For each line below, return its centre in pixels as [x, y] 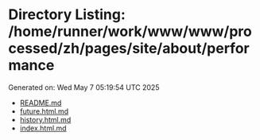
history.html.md [45, 119]
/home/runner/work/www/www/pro [130, 31]
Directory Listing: [67, 15]
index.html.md [43, 128]
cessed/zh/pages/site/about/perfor [129, 49]
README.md [41, 103]
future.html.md [44, 111]
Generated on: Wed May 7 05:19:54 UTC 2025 [84, 87]
